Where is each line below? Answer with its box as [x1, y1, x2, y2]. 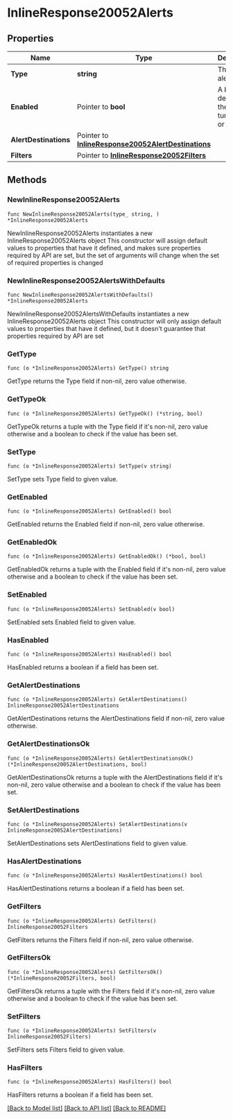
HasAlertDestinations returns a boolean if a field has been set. [7, 885, 185, 893]
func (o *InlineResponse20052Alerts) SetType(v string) [7, 463, 172, 470]
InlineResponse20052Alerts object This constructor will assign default [7, 236, 208, 244]
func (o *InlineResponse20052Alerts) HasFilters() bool [7, 1079, 172, 1086]
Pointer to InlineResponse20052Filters [76, 151, 207, 160]
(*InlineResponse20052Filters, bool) [7, 975, 116, 982]
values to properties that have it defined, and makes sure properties [7, 244, 201, 252]
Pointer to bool [76, 102, 126, 112]
